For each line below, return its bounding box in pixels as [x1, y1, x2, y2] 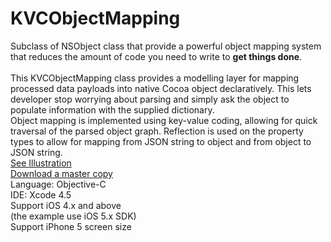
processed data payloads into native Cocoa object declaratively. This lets [10, 82, 312, 94]
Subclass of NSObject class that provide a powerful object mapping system [10, 40, 322, 52]
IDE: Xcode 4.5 [10, 188, 72, 201]
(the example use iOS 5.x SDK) [10, 210, 137, 222]
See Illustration [10, 157, 72, 169]
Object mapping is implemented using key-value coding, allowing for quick [10, 114, 318, 126]
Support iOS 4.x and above [10, 199, 122, 211]
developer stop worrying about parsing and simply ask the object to [10, 93, 290, 105]
